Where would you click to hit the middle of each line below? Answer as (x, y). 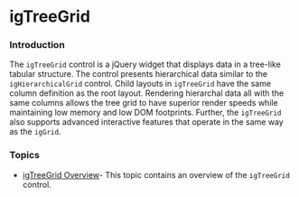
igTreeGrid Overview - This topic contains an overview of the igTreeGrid (156, 174)
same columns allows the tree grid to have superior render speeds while (144, 103)
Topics (25, 155)
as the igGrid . (35, 132)
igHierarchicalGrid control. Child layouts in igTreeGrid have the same (140, 84)
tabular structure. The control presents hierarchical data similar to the (139, 74)
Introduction (37, 45)
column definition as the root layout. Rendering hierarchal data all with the (147, 93)
